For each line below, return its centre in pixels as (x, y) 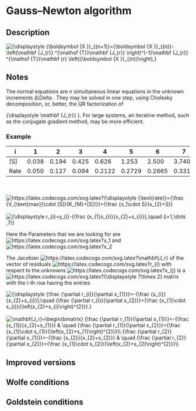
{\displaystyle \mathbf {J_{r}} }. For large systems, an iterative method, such (98, 115)
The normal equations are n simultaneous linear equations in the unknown (95, 91)
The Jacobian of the (95, 258)
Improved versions (41, 362)
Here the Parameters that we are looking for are (63, 234)
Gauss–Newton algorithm (69, 11)
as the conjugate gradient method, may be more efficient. (75, 121)
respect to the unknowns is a (96, 270)
